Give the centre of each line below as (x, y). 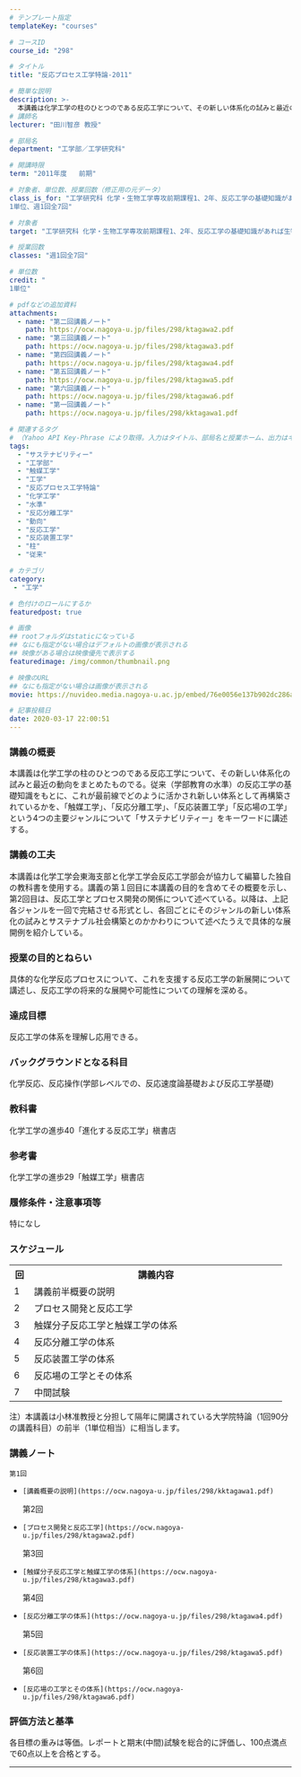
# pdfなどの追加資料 (43, 305)
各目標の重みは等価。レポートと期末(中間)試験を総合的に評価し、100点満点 (148, 1743)
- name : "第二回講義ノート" (64, 321)
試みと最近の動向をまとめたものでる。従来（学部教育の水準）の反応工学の (146, 784)
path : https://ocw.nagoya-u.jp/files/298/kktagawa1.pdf (132, 414)
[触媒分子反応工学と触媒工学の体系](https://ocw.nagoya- (120, 1571)
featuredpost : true (46, 612)
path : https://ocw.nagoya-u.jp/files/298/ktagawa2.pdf (130, 330)
